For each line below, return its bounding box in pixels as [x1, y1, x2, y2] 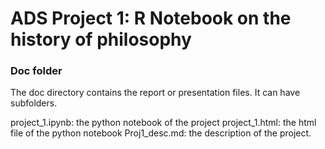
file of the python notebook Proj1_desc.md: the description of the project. [10, 127, 312, 139]
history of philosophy [10, 28, 192, 51]
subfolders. [10, 97, 58, 109]
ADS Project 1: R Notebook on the [10, 7, 292, 30]
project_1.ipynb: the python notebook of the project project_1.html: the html [10, 117, 317, 129]
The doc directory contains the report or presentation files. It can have [10, 87, 301, 99]
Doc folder [10, 64, 63, 78]
